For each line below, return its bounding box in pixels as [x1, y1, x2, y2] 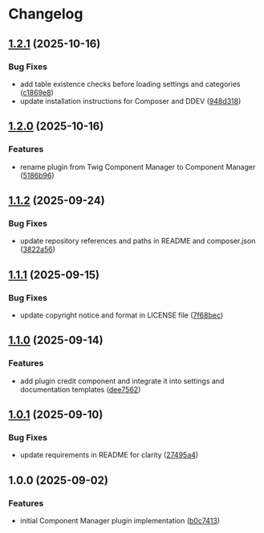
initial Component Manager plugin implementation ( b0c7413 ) [19, 516, 221, 525]
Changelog [8, 5, 83, 23]
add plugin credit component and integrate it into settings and [19, 375, 225, 386]
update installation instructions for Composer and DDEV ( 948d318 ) [19, 96, 242, 105]
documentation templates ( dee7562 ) [19, 384, 141, 394]
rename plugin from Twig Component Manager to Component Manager [19, 162, 256, 171]
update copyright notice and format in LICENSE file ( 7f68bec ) [19, 310, 224, 320]
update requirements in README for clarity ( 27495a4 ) [19, 450, 199, 460]
